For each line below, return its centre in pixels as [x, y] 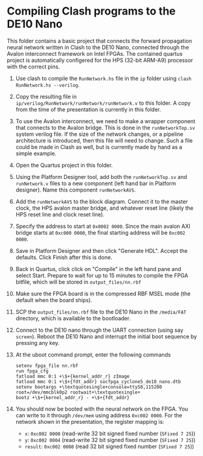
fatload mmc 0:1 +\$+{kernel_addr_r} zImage [72, 376]
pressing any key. [37, 343]
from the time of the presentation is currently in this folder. [88, 109]
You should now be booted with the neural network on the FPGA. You [102, 409]
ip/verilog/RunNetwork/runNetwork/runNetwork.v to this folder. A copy [103, 103]
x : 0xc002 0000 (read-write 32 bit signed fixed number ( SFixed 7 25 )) [110, 433]
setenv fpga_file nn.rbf [47, 366]
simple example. [36, 153]
